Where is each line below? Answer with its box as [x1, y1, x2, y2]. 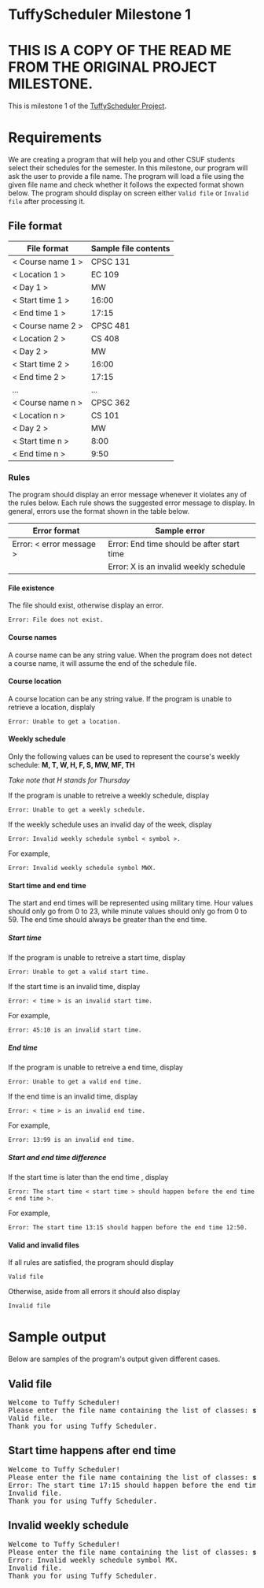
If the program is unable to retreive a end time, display [8, 1062, 183, 1073]
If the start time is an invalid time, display [8, 982, 141, 991]
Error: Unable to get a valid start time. [8, 968, 149, 976]
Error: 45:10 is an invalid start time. [8, 1026, 143, 1034]
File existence [8, 583, 55, 593]
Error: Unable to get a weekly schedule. [8, 805, 146, 813]
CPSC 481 [90, 320, 130, 331]
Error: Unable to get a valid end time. [8, 1078, 143, 1086]
